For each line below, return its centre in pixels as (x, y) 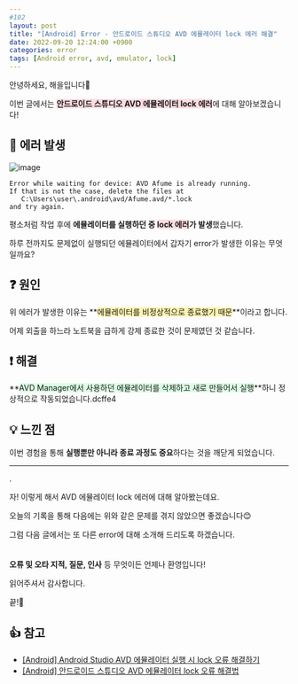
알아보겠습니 (260, 104)
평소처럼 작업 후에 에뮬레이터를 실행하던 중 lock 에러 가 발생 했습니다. (126, 224)
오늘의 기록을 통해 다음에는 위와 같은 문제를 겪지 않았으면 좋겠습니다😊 (130, 516)
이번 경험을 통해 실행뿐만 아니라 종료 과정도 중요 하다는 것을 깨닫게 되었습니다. (142, 453)
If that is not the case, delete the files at (97, 191)
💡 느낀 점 (32, 429)
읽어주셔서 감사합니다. (47, 583)
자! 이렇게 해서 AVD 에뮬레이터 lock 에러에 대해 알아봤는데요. (114, 497)
